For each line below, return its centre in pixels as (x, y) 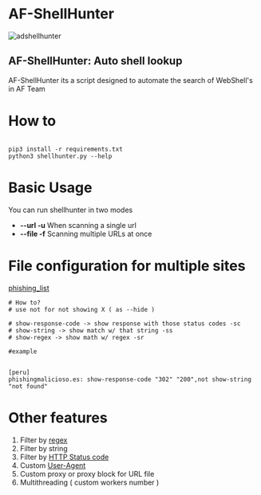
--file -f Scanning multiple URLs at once (86, 234)
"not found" (28, 386)
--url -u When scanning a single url (78, 225)
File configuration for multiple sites (127, 266)
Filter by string (43, 448)
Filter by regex (43, 440)
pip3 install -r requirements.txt (66, 149)
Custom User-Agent (53, 465)
